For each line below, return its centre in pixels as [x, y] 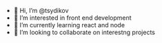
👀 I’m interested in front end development [73, 18]
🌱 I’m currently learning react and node [69, 25]
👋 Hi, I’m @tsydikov [41, 11]
